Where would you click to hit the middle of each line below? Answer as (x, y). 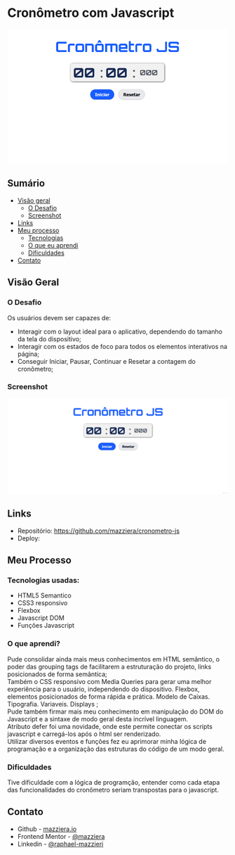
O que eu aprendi (53, 245)
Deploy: (29, 538)
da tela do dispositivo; (49, 338)
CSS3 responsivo (42, 603)
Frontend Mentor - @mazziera (61, 836)
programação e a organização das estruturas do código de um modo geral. (116, 749)
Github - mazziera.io (47, 829)
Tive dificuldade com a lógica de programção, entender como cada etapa (114, 782)
